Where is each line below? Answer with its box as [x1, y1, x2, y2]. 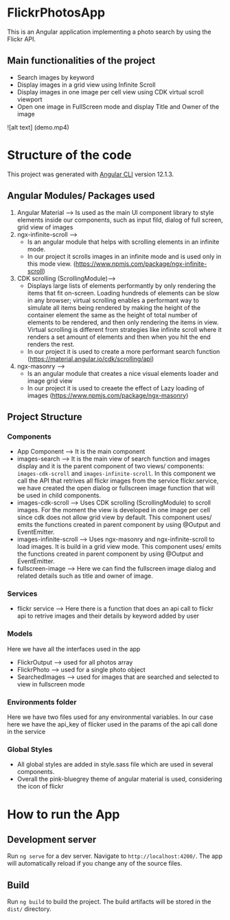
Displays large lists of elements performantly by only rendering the [27, 281, 216, 290]
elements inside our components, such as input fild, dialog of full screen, [16, 216, 223, 224]
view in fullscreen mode [16, 680, 85, 688]
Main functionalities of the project [7, 55, 156, 67]
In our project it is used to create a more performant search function [27, 347, 220, 355]
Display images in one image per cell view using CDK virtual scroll [16, 87, 204, 96]
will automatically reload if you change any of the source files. [7, 859, 183, 868]
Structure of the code [7, 147, 132, 163]
